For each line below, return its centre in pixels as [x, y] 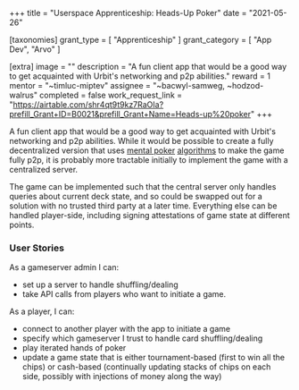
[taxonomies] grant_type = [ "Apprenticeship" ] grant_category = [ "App [141, 40]
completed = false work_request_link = [111, 95]
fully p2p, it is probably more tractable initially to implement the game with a [149, 160]
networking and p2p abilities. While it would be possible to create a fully [141, 141]
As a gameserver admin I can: [64, 267]
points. [22, 225]
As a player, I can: [42, 311]
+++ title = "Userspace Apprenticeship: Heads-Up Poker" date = [128, 13]
